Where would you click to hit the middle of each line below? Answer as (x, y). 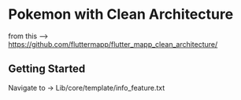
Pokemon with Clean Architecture (121, 14)
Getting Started (47, 69)
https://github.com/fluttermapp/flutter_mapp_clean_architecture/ (113, 44)
